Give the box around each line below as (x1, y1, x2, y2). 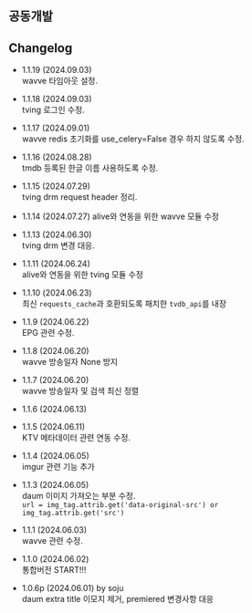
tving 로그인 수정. (21, 104, 86, 116)
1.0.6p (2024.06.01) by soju (21, 583, 124, 594)
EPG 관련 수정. (21, 327, 75, 338)
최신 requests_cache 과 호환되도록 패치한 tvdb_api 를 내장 (21, 298, 227, 309)
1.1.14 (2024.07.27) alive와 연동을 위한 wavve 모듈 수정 (21, 211, 220, 222)
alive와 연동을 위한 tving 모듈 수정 (21, 269, 143, 280)
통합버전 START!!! (21, 565, 87, 576)
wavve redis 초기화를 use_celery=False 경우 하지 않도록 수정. (21, 133, 245, 144)
